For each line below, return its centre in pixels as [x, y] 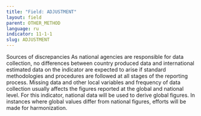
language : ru [23, 29]
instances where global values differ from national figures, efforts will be [96, 102]
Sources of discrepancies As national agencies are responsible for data [95, 57]
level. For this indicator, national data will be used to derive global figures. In [101, 95]
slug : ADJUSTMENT [28, 40]
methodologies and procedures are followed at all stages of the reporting [97, 76]
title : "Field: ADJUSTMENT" [42, 12]
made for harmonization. [37, 108]
